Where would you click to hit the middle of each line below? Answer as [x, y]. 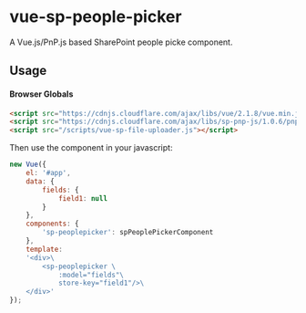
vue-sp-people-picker [96, 17]
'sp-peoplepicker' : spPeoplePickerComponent [128, 233]
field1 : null [82, 198]
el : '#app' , [48, 173]
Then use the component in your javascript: [91, 148]
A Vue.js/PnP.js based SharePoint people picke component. [121, 42]
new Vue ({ [28, 165]
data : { [40, 181]
